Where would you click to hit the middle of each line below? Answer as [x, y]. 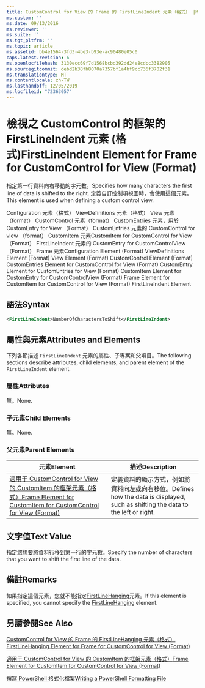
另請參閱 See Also [40, 623]
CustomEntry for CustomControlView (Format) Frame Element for [88, 277]
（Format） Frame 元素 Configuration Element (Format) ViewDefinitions [95, 251]
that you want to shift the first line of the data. [63, 559]
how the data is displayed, [148, 497]
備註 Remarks [32, 580]
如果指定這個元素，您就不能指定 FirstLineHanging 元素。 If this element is [97, 596]
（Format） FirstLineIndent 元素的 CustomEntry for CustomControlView [96, 243]
